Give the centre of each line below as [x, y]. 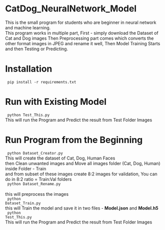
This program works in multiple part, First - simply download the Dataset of [82, 33]
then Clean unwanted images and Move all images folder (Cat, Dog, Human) [83, 163]
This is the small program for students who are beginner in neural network [81, 22]
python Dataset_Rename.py [34, 184]
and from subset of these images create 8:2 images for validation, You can [81, 174]
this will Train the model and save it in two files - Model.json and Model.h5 [82, 208]
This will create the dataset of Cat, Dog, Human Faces [60, 158]
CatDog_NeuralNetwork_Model [71, 9]
